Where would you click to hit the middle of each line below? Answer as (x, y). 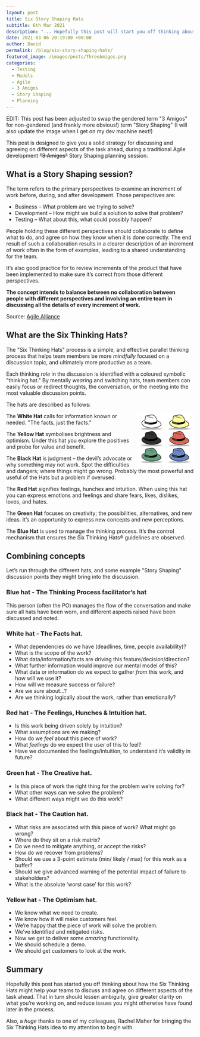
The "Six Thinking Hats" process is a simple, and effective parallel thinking (98, 349)
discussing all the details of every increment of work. (74, 305)
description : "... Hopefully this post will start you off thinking (93, 32)
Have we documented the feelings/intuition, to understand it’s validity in (103, 751)
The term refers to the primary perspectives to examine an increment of (94, 189)
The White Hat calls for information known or (62, 416)
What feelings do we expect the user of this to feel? (78, 745)
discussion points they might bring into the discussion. (73, 577)
